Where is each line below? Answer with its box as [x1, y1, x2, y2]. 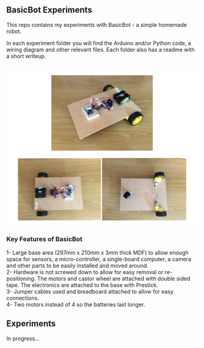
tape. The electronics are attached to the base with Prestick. [6, 281, 158, 289]
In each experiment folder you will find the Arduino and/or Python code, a [6, 39, 191, 46]
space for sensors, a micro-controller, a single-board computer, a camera [6, 255, 191, 263]
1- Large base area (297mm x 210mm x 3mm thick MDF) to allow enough [6, 248, 189, 256]
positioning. [6, 275, 36, 282]
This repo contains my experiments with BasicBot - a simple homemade [6, 21, 188, 28]
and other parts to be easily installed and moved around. [6, 262, 148, 269]
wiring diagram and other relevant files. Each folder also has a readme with [6, 46, 195, 53]
